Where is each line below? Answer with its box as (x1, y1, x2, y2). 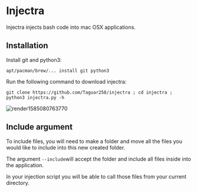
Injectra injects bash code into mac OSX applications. (6, 24, 136, 31)
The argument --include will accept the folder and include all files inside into (6, 155, 192, 163)
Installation (6, 41, 48, 51)
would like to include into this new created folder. (6, 144, 126, 151)
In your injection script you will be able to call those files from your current (6, 173, 187, 180)
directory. (6, 179, 29, 186)
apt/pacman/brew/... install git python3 (6, 68, 110, 74)
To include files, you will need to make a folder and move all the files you (6, 137, 183, 145)
